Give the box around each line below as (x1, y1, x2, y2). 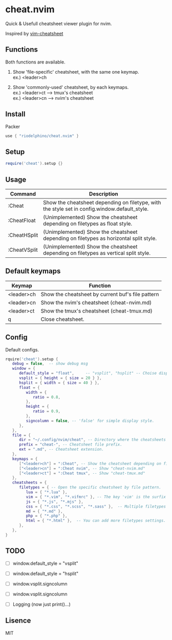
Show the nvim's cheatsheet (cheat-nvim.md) (40, 299, 152, 306)
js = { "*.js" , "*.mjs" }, (26, 499, 83, 504)
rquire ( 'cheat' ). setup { (5, 357, 58, 362)
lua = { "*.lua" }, (26, 490, 68, 495)
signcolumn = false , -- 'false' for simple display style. (26, 418, 155, 423)
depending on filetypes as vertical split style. (43, 249, 151, 256)
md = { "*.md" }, (26, 509, 63, 514)
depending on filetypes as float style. (43, 220, 133, 227)
